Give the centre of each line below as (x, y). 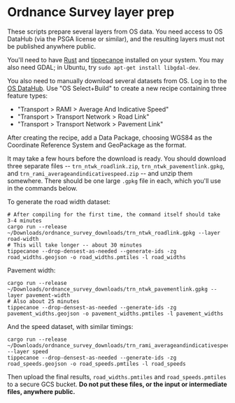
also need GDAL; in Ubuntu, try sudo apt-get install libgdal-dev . (104, 67)
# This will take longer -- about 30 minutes (74, 245)
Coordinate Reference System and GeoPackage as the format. (97, 145)
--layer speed (28, 351)
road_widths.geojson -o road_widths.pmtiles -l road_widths (97, 257)
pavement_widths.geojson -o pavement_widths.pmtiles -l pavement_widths (115, 314)
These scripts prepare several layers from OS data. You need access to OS (115, 31)
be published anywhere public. (52, 46)
